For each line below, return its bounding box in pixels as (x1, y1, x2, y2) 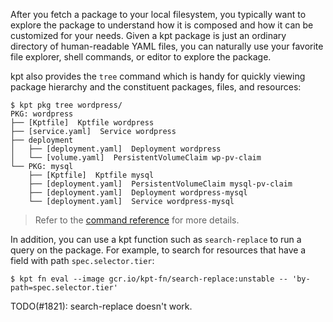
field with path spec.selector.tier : (10, 255, 155, 266)
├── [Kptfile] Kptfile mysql (28, 170, 155, 180)
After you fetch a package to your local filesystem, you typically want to (10, 9, 307, 20)
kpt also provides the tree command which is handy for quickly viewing (10, 70, 306, 82)
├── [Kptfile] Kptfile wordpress (10, 118, 155, 128)
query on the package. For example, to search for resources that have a (10, 244, 307, 256)
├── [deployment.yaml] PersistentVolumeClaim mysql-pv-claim (28, 179, 293, 189)
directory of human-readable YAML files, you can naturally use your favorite (10, 40, 324, 52)
